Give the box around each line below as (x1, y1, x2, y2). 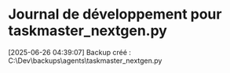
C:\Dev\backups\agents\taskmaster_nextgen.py (8, 56, 162, 65)
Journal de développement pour (8, 5, 222, 23)
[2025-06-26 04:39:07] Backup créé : (8, 47, 132, 57)
